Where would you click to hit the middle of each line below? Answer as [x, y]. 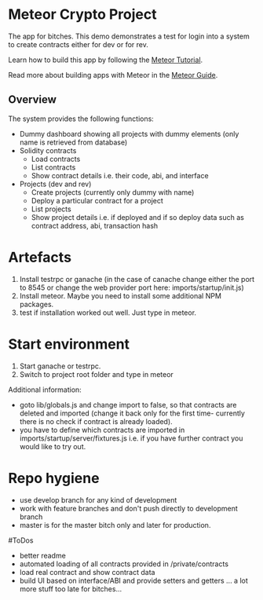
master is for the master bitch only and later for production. [115, 525]
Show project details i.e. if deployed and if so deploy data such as [138, 217]
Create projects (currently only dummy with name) [113, 192]
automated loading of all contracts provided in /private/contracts [124, 564]
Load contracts [56, 159]
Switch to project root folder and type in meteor [97, 374]
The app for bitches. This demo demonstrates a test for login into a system [129, 36]
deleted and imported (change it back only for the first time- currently [132, 413]
